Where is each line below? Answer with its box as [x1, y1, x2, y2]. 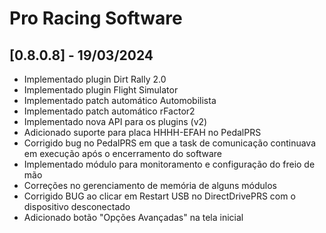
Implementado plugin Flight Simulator [23, 84, 179, 96]
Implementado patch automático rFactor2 [23, 105, 196, 117]
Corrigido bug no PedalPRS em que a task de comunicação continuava [23, 137, 317, 149]
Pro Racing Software [9, 7, 183, 30]
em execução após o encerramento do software [23, 148, 222, 159]
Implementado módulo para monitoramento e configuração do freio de [23, 158, 316, 170]
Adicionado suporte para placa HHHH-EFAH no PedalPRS [23, 127, 262, 138]
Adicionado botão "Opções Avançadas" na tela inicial [23, 212, 244, 223]
